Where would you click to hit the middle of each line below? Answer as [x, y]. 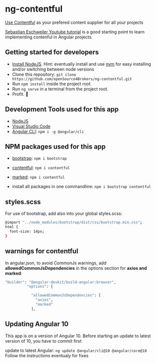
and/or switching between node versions [53, 69]
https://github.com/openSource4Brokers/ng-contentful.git [72, 79]
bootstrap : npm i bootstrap [39, 158]
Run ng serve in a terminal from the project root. [60, 89]
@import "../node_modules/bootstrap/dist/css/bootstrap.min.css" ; [74, 223]
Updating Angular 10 [37, 324]
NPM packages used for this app [55, 147]
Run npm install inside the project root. [52, 84]
